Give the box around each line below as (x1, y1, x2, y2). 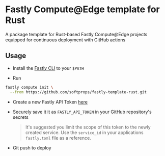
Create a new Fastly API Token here (12, 98, 88, 105)
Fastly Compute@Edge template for (5, 4, 160, 15)
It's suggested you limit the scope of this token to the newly (25, 124, 151, 130)
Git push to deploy (12, 144, 52, 151)
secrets (12, 114, 29, 120)
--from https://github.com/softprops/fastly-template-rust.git (10, 89, 147, 95)
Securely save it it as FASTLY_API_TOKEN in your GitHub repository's (12, 109, 152, 115)
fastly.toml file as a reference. (25, 135, 92, 141)
